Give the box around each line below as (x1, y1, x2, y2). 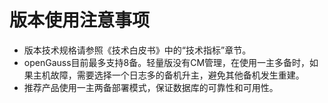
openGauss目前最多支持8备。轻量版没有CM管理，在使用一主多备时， (23, 56, 311, 68)
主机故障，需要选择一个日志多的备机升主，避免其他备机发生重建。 (32, 69, 305, 81)
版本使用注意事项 (9, 9, 151, 32)
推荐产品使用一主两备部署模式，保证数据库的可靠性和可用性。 (23, 81, 279, 93)
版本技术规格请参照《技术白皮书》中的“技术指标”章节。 (23, 44, 252, 56)
